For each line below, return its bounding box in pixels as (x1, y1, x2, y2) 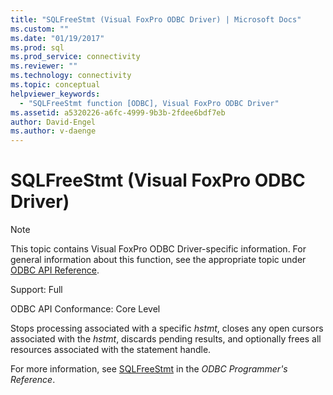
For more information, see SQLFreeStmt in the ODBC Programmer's (10, 363, 288, 375)
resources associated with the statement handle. (10, 344, 212, 356)
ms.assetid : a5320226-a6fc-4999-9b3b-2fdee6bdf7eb (10, 107, 226, 118)
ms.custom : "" (10, 24, 70, 34)
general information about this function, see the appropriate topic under (10, 254, 307, 266)
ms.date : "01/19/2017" (10, 33, 105, 43)
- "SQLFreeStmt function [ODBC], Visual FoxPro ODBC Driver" (19, 98, 280, 108)
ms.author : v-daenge (10, 126, 97, 136)
